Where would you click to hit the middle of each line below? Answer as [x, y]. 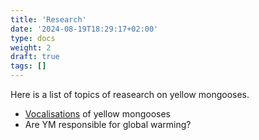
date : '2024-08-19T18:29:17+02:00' [84, 29]
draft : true [35, 57]
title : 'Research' [48, 19]
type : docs [33, 38]
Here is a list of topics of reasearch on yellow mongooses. [130, 94]
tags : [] [28, 66]
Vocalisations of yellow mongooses [97, 114]
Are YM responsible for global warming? [108, 124]
